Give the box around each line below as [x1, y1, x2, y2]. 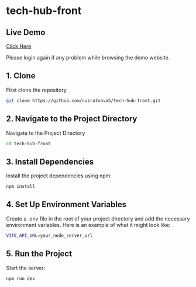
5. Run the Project [6, 249, 72, 259]
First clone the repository [6, 86, 67, 93]
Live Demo [6, 27, 46, 37]
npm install [6, 184, 35, 190]
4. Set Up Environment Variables [6, 199, 127, 209]
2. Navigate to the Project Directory [6, 114, 137, 124]
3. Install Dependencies [6, 156, 94, 167]
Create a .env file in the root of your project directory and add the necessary [6, 215, 190, 222]
